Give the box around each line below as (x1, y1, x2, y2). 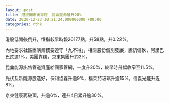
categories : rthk (5, 21, 42, 27)
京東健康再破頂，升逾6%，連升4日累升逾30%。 (5, 92, 106, 98)
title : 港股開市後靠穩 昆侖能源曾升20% (5, 12, 82, 17)
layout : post (5, 7, 33, 13)
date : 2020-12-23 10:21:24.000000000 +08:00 (5, 17, 102, 22)
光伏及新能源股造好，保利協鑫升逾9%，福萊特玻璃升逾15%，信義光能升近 (5, 75, 160, 82)
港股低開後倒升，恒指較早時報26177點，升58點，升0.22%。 (5, 36, 131, 42)
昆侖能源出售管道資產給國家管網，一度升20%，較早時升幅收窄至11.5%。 (5, 64, 157, 70)
